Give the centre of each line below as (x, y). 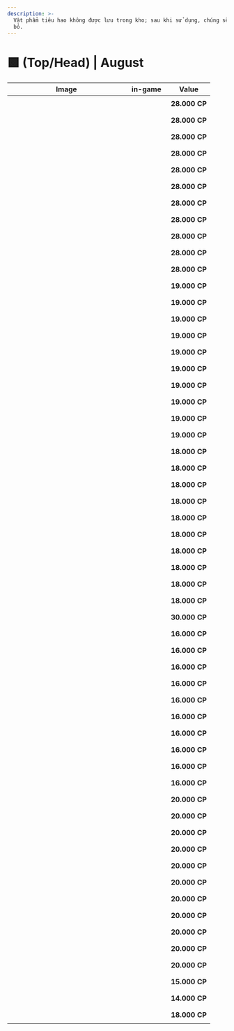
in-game (146, 89)
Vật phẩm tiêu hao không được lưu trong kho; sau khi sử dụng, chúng (116, 20)
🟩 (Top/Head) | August (76, 62)
